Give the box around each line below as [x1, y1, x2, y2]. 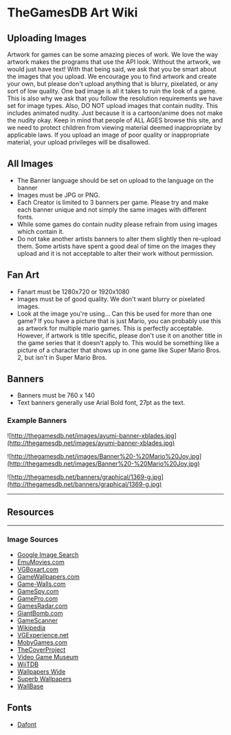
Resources [7, 507, 54, 518]
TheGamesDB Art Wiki [7, 5, 138, 21]
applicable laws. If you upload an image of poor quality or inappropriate [7, 131, 210, 139]
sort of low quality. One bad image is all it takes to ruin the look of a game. [7, 87, 217, 95]
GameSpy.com [16, 586, 59, 595]
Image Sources [7, 535, 58, 545]
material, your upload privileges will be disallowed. [7, 138, 150, 146]
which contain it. [16, 227, 64, 235]
